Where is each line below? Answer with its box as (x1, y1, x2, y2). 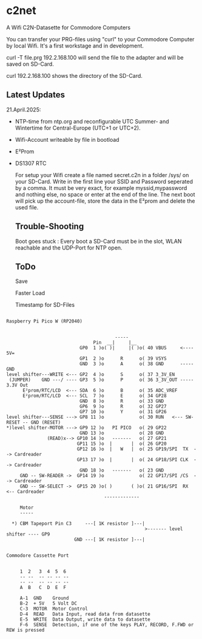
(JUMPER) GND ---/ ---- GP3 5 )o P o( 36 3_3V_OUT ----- (8, 377, 194, 383)
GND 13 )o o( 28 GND (79, 430, 164, 436)
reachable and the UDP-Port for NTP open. (15, 244, 123, 251)
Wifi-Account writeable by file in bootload (15, 136, 120, 143)
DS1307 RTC (15, 159, 47, 167)
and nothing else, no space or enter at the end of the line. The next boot (15, 190, 195, 198)
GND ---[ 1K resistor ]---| (73, 537, 146, 543)
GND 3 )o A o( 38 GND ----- (79, 361, 194, 367)
